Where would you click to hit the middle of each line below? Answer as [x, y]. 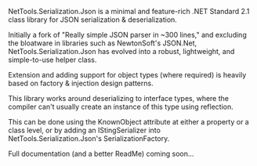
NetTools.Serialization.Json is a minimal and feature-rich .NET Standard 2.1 [129, 11]
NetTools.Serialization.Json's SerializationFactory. [89, 139]
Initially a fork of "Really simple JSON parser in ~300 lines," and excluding [127, 35]
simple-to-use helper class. [52, 60]
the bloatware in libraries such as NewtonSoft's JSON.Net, [103, 43]
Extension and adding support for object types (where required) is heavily [127, 75]
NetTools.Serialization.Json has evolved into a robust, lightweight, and [121, 51]
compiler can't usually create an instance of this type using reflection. [121, 106]
